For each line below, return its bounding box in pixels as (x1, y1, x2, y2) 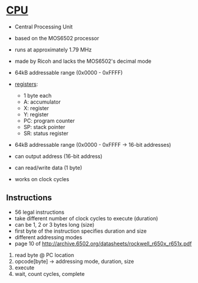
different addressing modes (14, 233, 83, 240)
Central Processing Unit (14, 23, 73, 30)
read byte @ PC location (14, 251, 74, 258)
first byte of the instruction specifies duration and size (14, 227, 147, 234)
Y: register (23, 111, 49, 118)
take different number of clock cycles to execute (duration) (14, 214, 158, 222)
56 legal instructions (14, 208, 65, 216)
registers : (14, 81, 38, 88)
